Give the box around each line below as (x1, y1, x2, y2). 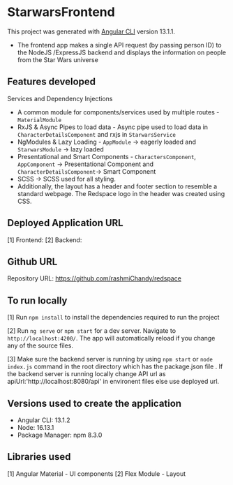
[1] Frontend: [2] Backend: (7, 235, 82, 244)
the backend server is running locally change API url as (7, 370, 166, 378)
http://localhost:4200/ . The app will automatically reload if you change (7, 334, 216, 343)
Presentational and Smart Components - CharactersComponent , (17, 152, 197, 161)
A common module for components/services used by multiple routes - (17, 107, 220, 116)
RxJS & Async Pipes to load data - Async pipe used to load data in (17, 123, 208, 131)
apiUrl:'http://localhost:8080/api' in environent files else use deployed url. (7, 378, 220, 386)
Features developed (7, 76, 96, 88)
